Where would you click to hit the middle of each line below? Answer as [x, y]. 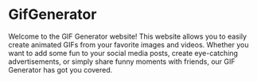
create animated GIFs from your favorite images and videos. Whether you [128, 44]
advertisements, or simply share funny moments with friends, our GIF [122, 61]
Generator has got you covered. [60, 69]
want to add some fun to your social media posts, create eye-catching [123, 53]
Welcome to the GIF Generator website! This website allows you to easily [128, 36]
